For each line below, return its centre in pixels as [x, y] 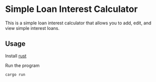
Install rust [16, 56]
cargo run [15, 75]
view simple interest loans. [32, 28]
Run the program [22, 65]
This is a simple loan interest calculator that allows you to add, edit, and [78, 23]
